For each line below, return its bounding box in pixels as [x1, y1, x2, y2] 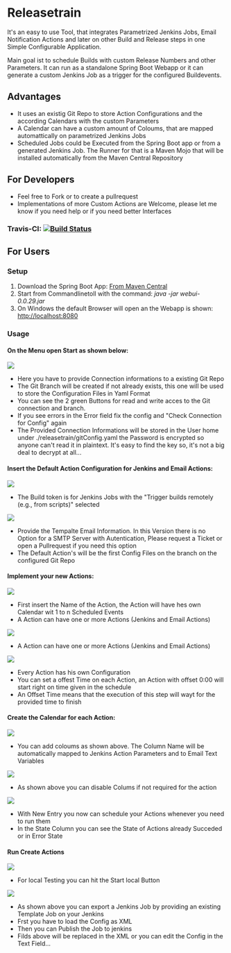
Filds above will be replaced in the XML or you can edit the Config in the [17, 932, 223, 941]
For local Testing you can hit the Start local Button [17, 876, 160, 884]
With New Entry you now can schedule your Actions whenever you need [17, 809, 225, 818]
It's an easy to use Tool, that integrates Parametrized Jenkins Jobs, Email [7, 28, 216, 36]
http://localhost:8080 [17, 312, 78, 320]
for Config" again [17, 419, 67, 428]
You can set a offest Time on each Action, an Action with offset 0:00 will [17, 675, 224, 684]
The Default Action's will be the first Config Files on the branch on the [17, 548, 217, 557]
